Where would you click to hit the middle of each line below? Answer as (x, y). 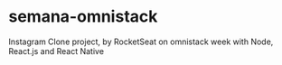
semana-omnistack (83, 17)
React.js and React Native (56, 51)
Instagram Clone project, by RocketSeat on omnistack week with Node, (141, 42)
